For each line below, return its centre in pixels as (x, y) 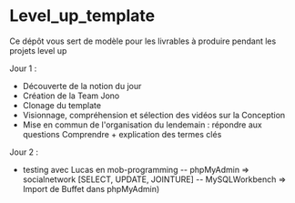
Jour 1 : (23, 68)
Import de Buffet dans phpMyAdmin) (91, 188)
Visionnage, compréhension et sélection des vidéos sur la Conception (154, 115)
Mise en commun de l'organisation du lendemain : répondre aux (142, 125)
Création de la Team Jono (71, 96)
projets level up (38, 50)
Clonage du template (62, 105)
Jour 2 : (24, 152)
